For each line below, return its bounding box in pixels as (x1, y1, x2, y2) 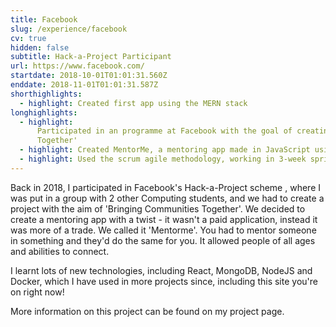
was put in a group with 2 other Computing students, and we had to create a (10, 192, 325, 204)
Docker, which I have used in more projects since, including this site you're (10, 275, 318, 287)
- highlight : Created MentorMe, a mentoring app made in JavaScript (19, 145, 311, 155)
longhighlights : (10, 107, 78, 118)
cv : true (10, 33, 47, 43)
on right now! (10, 286, 65, 298)
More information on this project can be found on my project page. (10, 305, 285, 317)
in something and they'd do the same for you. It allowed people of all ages (10, 234, 316, 246)
